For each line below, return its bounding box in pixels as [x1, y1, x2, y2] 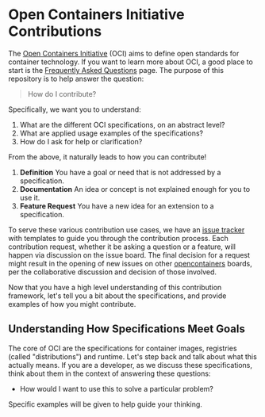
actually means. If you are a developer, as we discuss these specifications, [8, 360, 252, 369]
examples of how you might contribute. [8, 299, 136, 308]
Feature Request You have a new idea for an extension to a [19, 201, 214, 211]
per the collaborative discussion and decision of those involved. [8, 267, 217, 277]
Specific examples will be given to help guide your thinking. [8, 399, 202, 409]
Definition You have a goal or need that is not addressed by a [19, 167, 221, 177]
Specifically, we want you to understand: [8, 105, 141, 114]
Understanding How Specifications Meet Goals [8, 323, 246, 336]
